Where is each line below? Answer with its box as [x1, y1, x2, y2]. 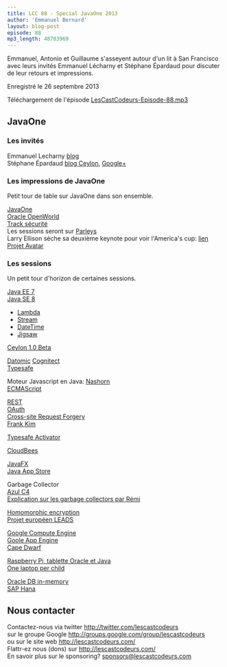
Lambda [16, 308, 40, 317]
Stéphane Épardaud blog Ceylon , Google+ [7, 159, 127, 167]
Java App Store [7, 467, 51, 475]
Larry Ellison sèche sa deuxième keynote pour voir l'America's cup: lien [7, 234, 209, 242]
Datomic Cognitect [7, 357, 60, 365]
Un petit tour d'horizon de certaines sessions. [7, 274, 136, 282]
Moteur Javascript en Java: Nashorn [7, 377, 110, 385]
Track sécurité [7, 220, 48, 228]
